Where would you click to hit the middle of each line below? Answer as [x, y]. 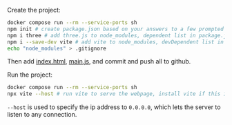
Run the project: [30, 75]
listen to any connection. [42, 115]
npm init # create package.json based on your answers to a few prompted [116, 29]
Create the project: [34, 10]
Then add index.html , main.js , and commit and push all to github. [99, 61]
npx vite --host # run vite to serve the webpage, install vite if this [114, 94]
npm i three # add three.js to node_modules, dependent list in [101, 35]
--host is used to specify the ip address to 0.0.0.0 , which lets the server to [114, 107]
